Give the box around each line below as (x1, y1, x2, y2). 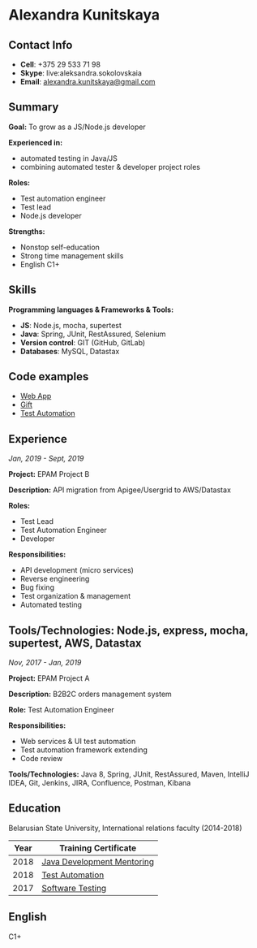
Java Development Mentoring (41, 855, 154, 867)
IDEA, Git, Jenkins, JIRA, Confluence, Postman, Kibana (8, 778, 191, 788)
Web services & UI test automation (19, 737, 136, 747)
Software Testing (41, 882, 107, 894)
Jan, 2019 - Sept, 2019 (8, 453, 84, 464)
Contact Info (8, 38, 73, 52)
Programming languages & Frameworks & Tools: (8, 305, 174, 314)
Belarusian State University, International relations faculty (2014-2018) (8, 823, 242, 833)
